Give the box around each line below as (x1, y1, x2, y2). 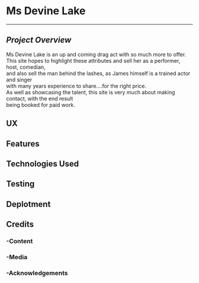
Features (6, 138, 40, 149)
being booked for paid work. (6, 101, 75, 108)
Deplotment (6, 199, 51, 209)
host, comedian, (6, 63, 46, 71)
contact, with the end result (6, 95, 73, 102)
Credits (6, 220, 34, 230)
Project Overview (6, 35, 72, 45)
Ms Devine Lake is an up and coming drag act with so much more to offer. (6, 50, 187, 58)
